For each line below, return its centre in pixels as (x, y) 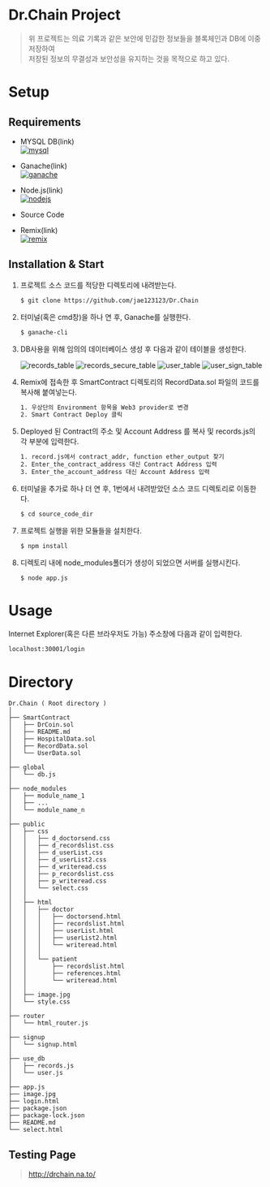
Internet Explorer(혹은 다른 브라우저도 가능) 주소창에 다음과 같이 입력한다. (125, 634)
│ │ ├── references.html (65, 973)
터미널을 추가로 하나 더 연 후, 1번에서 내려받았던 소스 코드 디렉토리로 (127, 488)
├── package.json (38, 1109)
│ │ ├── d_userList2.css (58, 860)
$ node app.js (44, 578)
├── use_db (27, 1059)
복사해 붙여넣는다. (48, 392)
